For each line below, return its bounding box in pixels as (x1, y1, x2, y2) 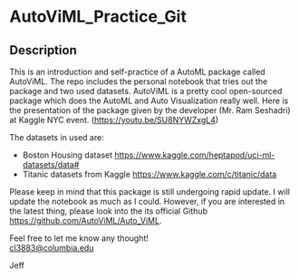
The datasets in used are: (9, 132, 104, 142)
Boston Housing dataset (22, 149, 113, 160)
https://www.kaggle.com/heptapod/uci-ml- (114, 149, 275, 160)
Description (9, 43, 77, 58)
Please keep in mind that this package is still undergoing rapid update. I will (9, 187, 290, 197)
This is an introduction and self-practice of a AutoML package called (9, 66, 265, 77)
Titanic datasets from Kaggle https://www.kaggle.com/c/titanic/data (22, 169, 277, 179)
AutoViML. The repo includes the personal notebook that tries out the (9, 76, 268, 87)
